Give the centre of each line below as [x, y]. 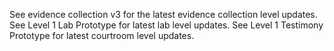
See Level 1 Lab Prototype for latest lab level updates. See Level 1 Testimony [166, 25]
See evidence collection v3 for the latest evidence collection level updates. [163, 14]
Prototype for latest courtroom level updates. [102, 35]
